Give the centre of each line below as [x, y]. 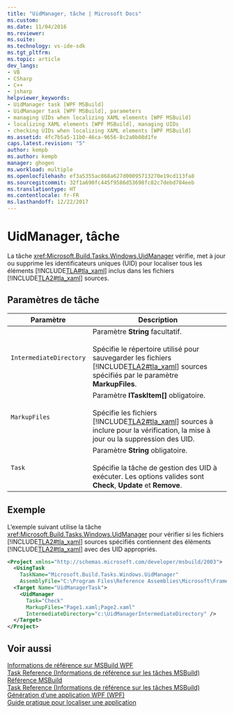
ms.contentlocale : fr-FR [43, 196]
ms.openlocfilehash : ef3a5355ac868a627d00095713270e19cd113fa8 [101, 176]
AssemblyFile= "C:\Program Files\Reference [82, 581]
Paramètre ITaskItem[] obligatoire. [149, 395]
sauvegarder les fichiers [132, 358]
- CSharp [20, 79]
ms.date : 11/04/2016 [37, 27]
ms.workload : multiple [40, 169]
